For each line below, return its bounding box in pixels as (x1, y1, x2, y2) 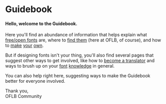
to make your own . (5, 42, 44, 48)
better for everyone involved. (5, 78, 65, 84)
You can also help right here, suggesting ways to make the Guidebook (5, 73, 151, 79)
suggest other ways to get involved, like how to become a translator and (5, 58, 155, 64)
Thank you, (5, 88, 29, 94)
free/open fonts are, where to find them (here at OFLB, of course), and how (5, 37, 161, 43)
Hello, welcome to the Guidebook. (5, 20, 78, 26)
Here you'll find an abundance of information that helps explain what (5, 32, 147, 38)
